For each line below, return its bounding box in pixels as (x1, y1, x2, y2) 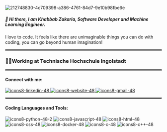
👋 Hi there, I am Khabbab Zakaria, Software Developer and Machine (5, 16, 149, 22)
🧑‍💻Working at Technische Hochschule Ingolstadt (5, 57, 126, 64)
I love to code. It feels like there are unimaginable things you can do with (5, 34, 154, 40)
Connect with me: (5, 76, 43, 82)
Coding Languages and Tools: (5, 105, 68, 111)
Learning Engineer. (5, 21, 46, 27)
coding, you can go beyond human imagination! (5, 39, 103, 45)
